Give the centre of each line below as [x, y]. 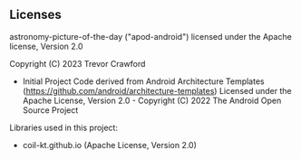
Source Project [50, 110]
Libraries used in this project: [63, 127]
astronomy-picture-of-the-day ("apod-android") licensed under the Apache [150, 36]
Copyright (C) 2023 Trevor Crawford [78, 63]
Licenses [35, 15]
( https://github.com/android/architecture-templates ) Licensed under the [157, 90]
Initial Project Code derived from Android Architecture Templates [143, 81]
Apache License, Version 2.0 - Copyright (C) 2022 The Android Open [152, 100]
